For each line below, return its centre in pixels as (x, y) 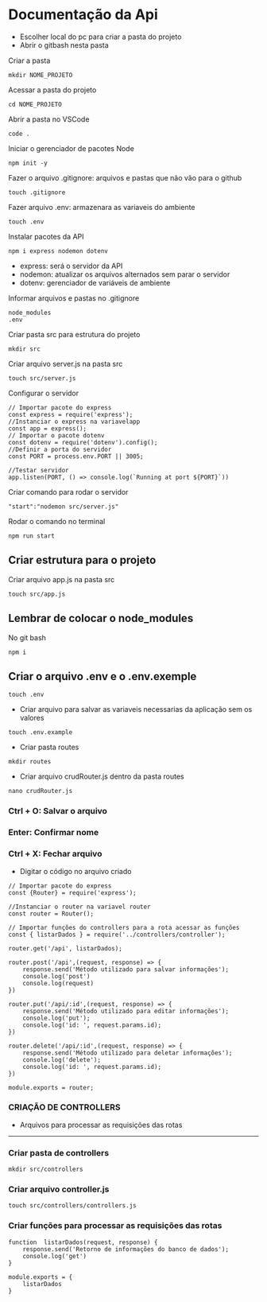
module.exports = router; (51, 1087)
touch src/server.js (43, 378)
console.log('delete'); (62, 1059)
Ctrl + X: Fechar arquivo (55, 854)
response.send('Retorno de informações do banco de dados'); (126, 1249)
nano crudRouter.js (41, 791)
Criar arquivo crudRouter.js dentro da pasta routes (102, 776)
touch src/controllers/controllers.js (72, 1206)
